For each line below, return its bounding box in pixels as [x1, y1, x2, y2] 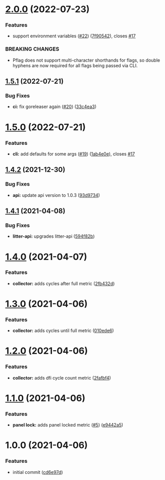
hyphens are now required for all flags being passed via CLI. [12, 62, 138, 69]
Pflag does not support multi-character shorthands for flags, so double [12, 57, 160, 63]
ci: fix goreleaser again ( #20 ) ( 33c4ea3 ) [12, 103, 97, 110]
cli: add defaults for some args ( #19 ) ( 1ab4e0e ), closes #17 [12, 150, 135, 157]
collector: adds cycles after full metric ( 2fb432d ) [12, 280, 115, 286]
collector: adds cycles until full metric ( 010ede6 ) [12, 328, 115, 334]
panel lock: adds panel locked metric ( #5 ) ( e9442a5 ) [12, 422, 124, 428]
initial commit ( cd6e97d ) [12, 469, 63, 475]
